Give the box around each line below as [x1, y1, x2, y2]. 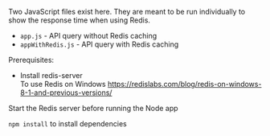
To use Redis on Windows [19, 80, 106, 89]
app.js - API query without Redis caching [19, 31, 157, 40]
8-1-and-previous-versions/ [19, 88, 112, 97]
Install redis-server [19, 71, 83, 80]
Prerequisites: [8, 56, 55, 64]
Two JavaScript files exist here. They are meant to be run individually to [8, 7, 246, 16]
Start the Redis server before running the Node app [8, 104, 178, 113]
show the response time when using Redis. [8, 15, 151, 25]
